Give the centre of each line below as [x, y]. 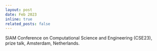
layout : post [19, 10]
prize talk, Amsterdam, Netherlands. [42, 43]
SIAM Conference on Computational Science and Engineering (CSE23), [79, 38]
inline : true [19, 19]
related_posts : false [28, 24]
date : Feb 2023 [21, 14]
